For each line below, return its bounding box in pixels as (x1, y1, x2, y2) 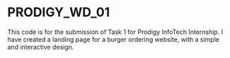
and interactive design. (7, 42, 74, 51)
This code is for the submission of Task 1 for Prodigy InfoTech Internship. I (7, 28, 224, 36)
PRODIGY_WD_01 (7, 4, 110, 21)
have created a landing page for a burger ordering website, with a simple (7, 35, 219, 43)
